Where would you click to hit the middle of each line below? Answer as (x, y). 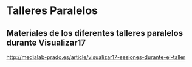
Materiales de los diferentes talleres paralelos (95, 33)
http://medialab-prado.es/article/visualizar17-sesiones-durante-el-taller (96, 57)
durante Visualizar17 (46, 42)
